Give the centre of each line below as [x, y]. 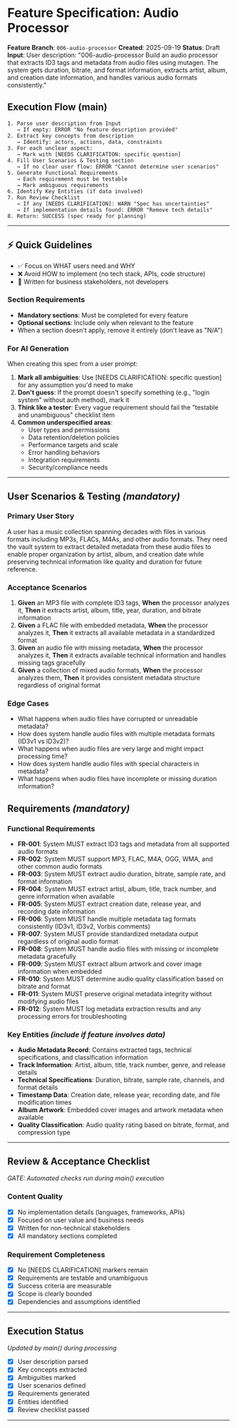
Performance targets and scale [73, 445]
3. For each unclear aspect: [50, 148]
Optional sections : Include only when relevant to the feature [105, 322]
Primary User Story [41, 516]
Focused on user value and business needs [81, 1220]
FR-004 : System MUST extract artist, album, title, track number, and [117, 889]
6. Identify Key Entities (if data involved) [75, 191]
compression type [44, 1132]
